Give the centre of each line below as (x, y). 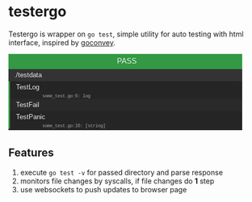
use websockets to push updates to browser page (103, 189)
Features (31, 153)
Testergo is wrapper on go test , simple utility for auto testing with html (126, 34)
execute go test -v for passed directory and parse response (122, 172)
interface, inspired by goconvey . (62, 42)
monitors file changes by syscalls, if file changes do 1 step (117, 181)
